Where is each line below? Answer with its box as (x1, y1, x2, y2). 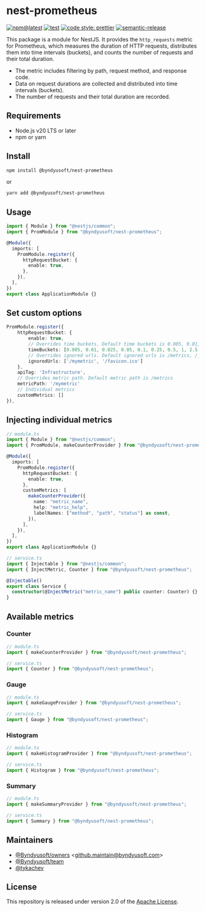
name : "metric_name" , (33, 499, 88, 505)
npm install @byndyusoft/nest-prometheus (6, 167, 113, 173)
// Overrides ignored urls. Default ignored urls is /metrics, (28, 352, 192, 358)
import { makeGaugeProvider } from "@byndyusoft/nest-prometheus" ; (6, 700, 182, 706)
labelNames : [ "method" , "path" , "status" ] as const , (33, 510, 171, 516)
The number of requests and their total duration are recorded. (15, 93, 171, 100)
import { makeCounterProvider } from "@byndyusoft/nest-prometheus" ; (6, 649, 187, 655)
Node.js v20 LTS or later (15, 126, 76, 134)
